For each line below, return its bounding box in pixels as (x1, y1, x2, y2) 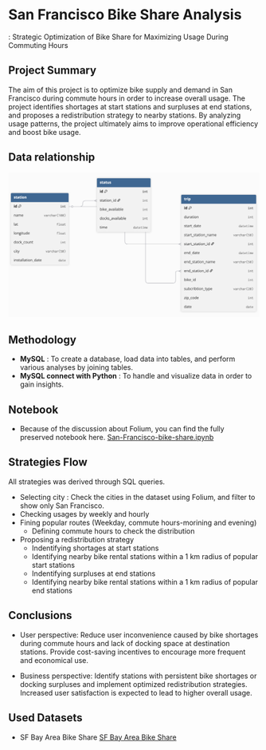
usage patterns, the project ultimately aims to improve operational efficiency (8, 118, 259, 129)
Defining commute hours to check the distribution (31, 526, 195, 536)
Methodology (8, 333, 77, 347)
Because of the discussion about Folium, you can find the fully (19, 424, 225, 434)
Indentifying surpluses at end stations (31, 569, 156, 578)
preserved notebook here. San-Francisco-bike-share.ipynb (19, 433, 214, 442)
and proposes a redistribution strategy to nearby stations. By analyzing (8, 110, 241, 120)
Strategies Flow (8, 455, 88, 469)
